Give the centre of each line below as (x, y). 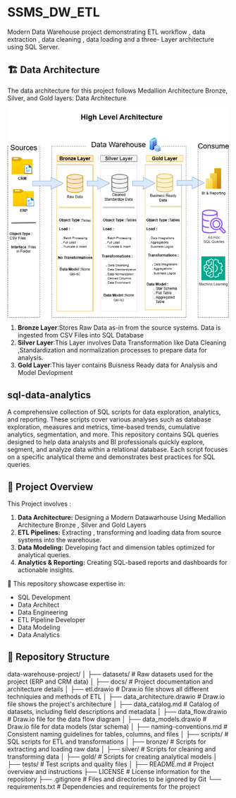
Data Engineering (43, 612)
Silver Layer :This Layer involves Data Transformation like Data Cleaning (122, 343)
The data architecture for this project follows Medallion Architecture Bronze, (117, 90)
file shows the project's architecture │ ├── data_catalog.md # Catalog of (113, 704)
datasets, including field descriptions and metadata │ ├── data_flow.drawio (117, 711)
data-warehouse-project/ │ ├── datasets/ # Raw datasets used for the (110, 674)
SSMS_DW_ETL (54, 12)
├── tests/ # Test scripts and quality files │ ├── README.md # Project (111, 764)
